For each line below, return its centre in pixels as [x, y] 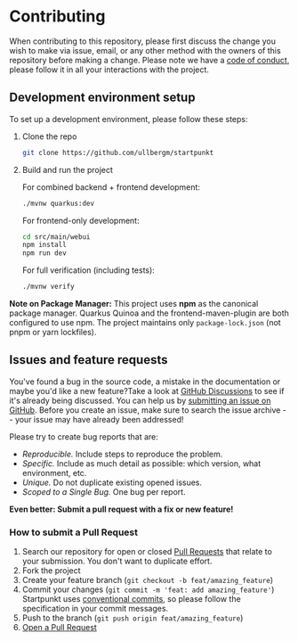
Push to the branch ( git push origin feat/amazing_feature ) [133, 618]
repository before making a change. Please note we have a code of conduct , [149, 60]
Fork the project [52, 571]
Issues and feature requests [89, 360]
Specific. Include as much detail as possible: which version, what [141, 463]
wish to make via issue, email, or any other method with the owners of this [145, 50]
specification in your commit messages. [95, 609]
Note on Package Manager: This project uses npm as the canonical [134, 304]
